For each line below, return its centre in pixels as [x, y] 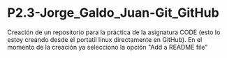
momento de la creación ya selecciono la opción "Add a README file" [108, 47]
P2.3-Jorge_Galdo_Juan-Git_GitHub [113, 13]
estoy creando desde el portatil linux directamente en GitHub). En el [105, 39]
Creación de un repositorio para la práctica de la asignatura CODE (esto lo [114, 32]
